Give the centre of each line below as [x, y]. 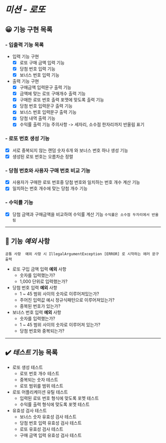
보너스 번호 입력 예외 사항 [37, 312]
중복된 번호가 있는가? [40, 306]
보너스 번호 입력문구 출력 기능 [48, 112]
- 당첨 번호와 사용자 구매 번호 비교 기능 [48, 171]
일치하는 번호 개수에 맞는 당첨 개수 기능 [50, 188]
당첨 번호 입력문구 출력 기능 [46, 106]
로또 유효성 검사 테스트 [41, 429]
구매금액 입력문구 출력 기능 [45, 88]
